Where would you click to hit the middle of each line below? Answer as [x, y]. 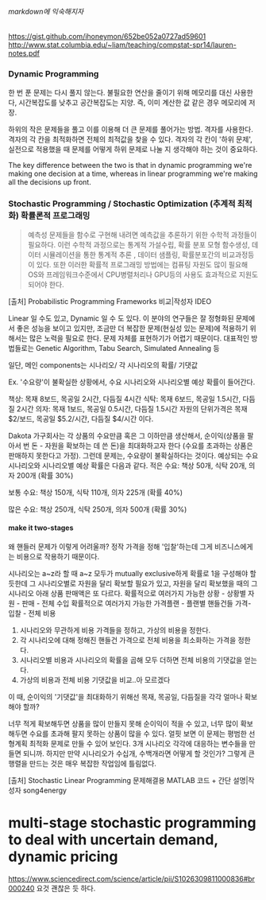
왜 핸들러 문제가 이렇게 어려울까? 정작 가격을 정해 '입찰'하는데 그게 [110, 547]
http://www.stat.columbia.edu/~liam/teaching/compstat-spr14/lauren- [122, 45]
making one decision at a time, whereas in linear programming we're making [133, 173]
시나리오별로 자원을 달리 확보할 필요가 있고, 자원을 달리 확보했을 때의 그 [148, 583]
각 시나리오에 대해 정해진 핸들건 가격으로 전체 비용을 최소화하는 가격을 [128, 640]
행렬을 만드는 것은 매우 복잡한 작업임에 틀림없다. [83, 764]
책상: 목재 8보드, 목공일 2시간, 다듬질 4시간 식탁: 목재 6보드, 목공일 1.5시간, [125, 399]
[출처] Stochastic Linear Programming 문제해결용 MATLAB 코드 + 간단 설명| [128, 780]
